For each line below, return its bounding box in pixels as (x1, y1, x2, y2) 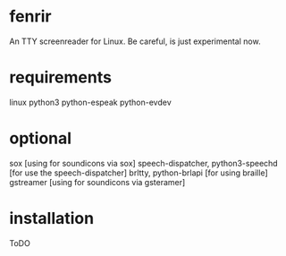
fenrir (9, 6, 52, 27)
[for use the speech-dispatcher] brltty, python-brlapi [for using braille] (9, 167, 268, 178)
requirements (9, 67, 112, 88)
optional (9, 128, 72, 149)
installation (9, 209, 95, 228)
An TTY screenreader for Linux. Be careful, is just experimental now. (9, 36, 261, 47)
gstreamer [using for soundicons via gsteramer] (9, 176, 186, 187)
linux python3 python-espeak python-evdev (9, 97, 172, 107)
